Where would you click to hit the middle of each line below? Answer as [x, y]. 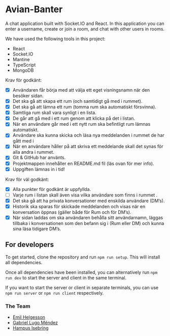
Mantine [21, 59]
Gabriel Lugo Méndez [35, 323]
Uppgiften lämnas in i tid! [39, 169]
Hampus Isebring [31, 328]
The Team [18, 306]
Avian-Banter [34, 9]
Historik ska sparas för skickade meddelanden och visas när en [79, 206]
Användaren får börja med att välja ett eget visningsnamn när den [81, 90]
